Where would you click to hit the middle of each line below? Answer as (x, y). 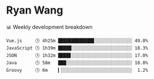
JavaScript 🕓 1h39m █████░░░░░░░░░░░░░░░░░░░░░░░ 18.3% (77, 48)
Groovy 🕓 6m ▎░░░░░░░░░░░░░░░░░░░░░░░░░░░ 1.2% (77, 70)
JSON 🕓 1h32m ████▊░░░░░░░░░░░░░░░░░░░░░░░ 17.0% (77, 55)
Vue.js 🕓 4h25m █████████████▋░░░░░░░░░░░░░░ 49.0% (77, 41)
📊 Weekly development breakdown (49, 27)
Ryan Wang (35, 10)
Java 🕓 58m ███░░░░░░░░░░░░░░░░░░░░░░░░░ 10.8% (77, 62)
